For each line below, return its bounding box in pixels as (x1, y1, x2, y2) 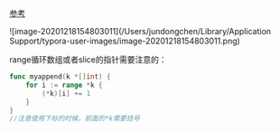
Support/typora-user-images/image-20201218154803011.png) (9, 35, 241, 46)
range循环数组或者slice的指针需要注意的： (9, 54, 167, 65)
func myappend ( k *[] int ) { (9, 72, 111, 81)
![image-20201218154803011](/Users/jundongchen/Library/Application (9, 26, 272, 36)
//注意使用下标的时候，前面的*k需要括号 (9, 114, 140, 124)
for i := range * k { (25, 80, 103, 89)
